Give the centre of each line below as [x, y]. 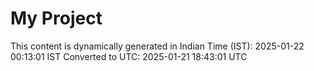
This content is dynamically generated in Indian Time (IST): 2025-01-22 [157, 46]
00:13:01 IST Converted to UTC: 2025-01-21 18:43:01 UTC [129, 56]
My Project [56, 18]
